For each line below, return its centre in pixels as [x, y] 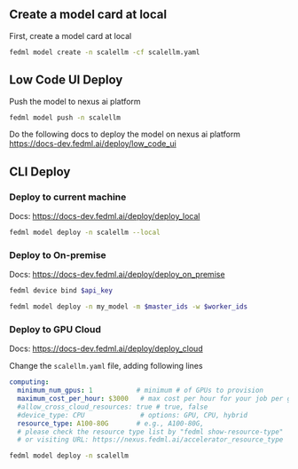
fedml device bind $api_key [61, 291]
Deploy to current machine [68, 197]
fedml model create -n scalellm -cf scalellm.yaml [105, 52]
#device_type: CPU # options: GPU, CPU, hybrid [133, 415]
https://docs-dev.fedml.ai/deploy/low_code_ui [93, 144]
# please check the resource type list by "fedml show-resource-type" [150, 432]
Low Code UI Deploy [66, 80]
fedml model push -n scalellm [65, 117]
